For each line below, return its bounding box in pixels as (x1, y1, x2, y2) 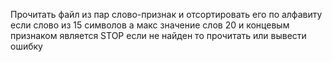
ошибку (10, 40, 43, 52)
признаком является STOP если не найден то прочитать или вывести (10, 30, 307, 41)
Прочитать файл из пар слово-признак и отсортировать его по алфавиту (10, 9, 323, 20)
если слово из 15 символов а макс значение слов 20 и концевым (10, 19, 290, 31)
